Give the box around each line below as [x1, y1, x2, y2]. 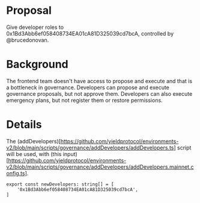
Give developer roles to [6, 23, 64, 31]
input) [62, 150, 78, 157]
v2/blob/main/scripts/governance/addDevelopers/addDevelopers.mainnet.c [6, 163, 194, 170]
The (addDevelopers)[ [6, 137, 61, 145]
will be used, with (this [6, 150, 62, 157]
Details [6, 118, 42, 131]
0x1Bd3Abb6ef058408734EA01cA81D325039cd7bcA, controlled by [6, 30, 174, 37]
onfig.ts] [6, 169, 27, 176]
